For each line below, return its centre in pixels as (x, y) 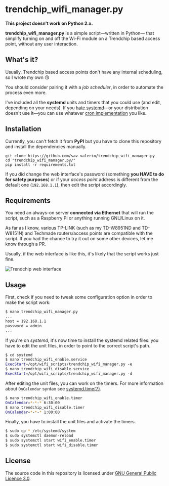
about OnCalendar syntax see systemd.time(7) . (53, 388)
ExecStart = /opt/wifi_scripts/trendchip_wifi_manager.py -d (69, 374)
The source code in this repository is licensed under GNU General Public (81, 473)
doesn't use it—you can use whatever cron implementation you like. (76, 113)
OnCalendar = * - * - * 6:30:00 (32, 403)
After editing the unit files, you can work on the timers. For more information (84, 383)
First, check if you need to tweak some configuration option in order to (79, 297)
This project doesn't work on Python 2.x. (49, 23)
